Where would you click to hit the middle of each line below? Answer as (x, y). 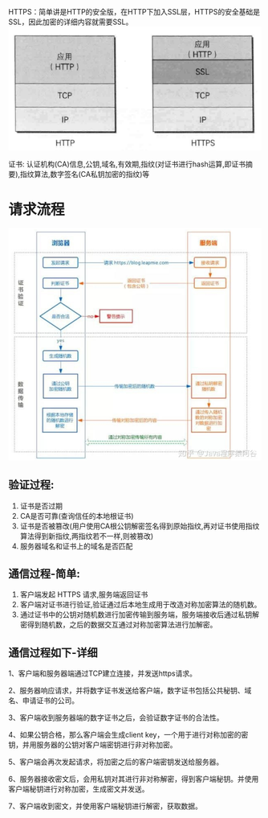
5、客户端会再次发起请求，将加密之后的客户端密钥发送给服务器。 (116, 762)
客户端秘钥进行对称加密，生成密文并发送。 (79, 789)
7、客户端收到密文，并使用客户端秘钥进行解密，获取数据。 (105, 806)
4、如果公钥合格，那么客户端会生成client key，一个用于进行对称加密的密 (128, 735)
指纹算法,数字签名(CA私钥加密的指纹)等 (85, 174)
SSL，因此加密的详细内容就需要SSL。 (71, 22)
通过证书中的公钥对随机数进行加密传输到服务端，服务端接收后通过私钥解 (139, 615)
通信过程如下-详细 (53, 653)
